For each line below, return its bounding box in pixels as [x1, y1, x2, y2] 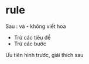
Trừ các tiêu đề [13, 34, 51, 41]
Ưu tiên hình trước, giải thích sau [5, 51, 84, 58]
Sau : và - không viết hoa [5, 23, 66, 30]
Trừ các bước [13, 40, 46, 47]
